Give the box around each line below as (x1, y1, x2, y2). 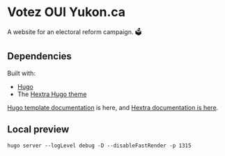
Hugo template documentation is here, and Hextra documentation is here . (7, 103, 219, 111)
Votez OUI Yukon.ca (7, 4, 126, 20)
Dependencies (7, 50, 72, 63)
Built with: (7, 69, 36, 77)
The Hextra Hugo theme (17, 90, 87, 98)
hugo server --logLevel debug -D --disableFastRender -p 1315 (7, 142, 192, 149)
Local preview (7, 123, 70, 136)
